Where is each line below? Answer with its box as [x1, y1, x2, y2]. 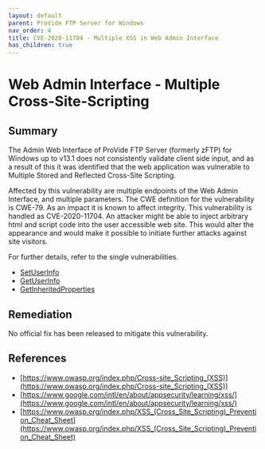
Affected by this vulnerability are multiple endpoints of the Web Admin [8, 186, 239, 196]
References [8, 352, 67, 365]
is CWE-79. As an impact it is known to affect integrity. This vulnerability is [8, 203, 252, 213]
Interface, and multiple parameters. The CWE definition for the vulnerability [8, 194, 255, 204]
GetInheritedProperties [19, 284, 95, 295]
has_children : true [8, 41, 73, 49]
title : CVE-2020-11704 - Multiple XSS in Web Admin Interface [8, 33, 219, 42]
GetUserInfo [19, 276, 60, 286]
